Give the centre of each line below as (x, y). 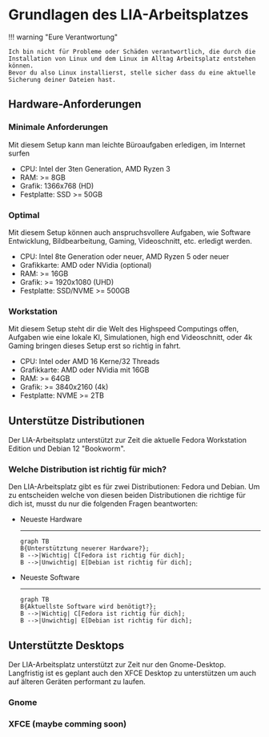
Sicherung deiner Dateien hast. (62, 79)
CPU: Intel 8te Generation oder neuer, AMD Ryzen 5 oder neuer (124, 256)
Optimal (24, 215)
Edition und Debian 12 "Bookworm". (67, 449)
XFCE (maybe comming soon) (67, 723)
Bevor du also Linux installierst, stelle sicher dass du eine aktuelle (132, 73)
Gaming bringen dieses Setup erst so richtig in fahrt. (95, 346)
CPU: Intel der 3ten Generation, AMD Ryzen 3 (95, 168)
